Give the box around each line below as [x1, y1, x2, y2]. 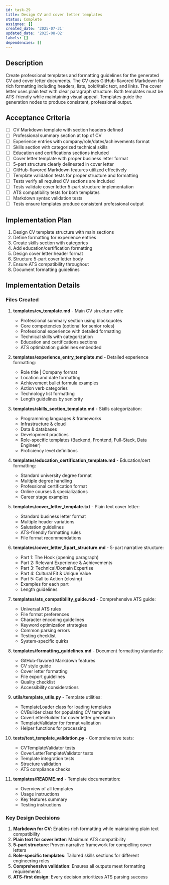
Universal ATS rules [20, 605, 62, 612]
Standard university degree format [20, 472, 92, 479]
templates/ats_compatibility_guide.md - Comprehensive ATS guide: [13, 596, 156, 602]
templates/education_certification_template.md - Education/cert [13, 457, 150, 463]
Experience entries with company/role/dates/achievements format [13, 138, 150, 144]
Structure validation [20, 761, 62, 767]
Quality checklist [20, 678, 55, 685]
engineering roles [13, 858, 50, 864]
